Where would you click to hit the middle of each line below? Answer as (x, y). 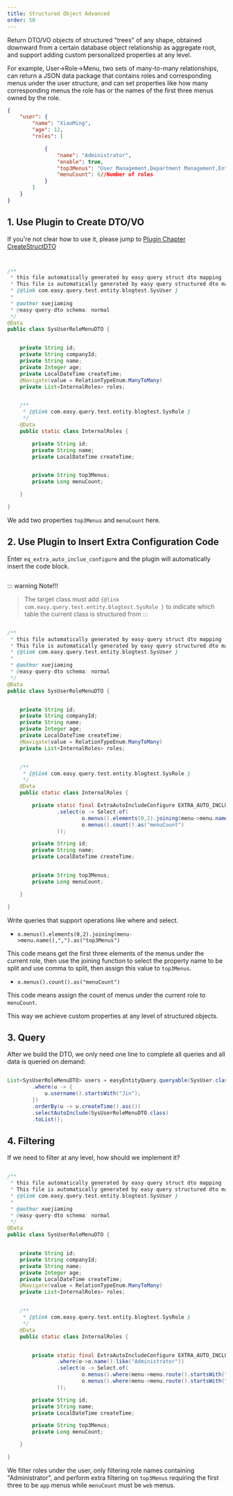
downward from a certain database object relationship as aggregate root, (112, 47)
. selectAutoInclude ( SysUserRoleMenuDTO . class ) (101, 1113)
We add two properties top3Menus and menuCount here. (84, 520)
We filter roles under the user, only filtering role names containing (101, 1470)
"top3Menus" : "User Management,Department (119, 168)
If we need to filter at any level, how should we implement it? (94, 1157)
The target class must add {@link (72, 599)
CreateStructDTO (32, 246)
